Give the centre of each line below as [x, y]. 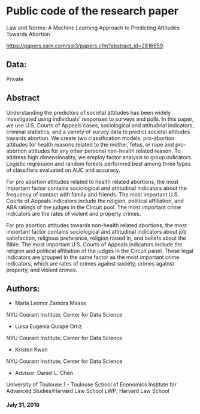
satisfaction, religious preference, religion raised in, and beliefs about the [96, 238]
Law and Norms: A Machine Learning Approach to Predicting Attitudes [93, 28]
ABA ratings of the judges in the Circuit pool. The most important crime [94, 207]
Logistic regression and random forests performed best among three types [99, 163]
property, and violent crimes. [42, 270]
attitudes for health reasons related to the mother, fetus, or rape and [90, 144]
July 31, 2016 [23, 404]
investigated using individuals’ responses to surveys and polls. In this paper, [100, 119]
